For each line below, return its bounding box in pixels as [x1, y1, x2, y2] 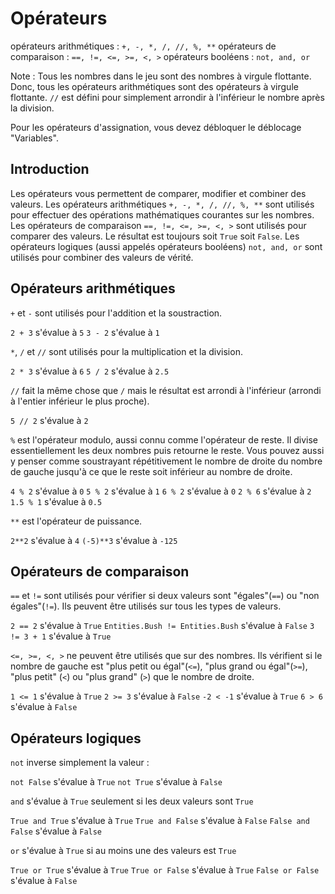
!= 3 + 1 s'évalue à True [10, 630, 112, 642]
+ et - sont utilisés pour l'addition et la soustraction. [10, 307, 223, 319]
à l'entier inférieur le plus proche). [10, 395, 150, 407]
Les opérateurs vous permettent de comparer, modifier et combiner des [10, 187, 307, 199]
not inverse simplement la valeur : [10, 757, 150, 769]
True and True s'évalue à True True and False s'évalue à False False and [10, 815, 310, 827]
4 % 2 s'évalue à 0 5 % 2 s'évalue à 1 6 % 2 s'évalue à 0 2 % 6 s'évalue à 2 [10, 485, 312, 497]
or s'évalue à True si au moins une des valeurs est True [10, 845, 237, 857]
